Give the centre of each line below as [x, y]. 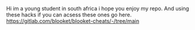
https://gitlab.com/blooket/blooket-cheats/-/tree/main [73, 21]
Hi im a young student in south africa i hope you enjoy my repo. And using [98, 9]
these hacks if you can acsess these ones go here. [69, 15]
